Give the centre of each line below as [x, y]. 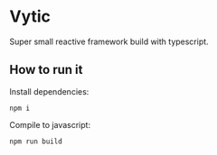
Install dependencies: [49, 91]
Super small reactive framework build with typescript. [109, 41]
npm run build [36, 141]
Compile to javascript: [50, 124]
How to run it [46, 70]
